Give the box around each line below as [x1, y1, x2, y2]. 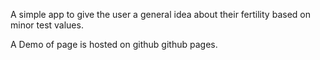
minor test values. [10, 19, 84, 31]
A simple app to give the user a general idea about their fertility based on [10, 9, 311, 20]
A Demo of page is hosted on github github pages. [10, 39, 218, 50]
